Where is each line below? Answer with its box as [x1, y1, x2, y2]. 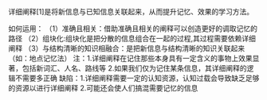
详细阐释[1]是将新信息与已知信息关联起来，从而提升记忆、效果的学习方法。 [8, 7, 253, 16]
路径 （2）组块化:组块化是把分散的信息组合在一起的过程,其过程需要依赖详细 [8, 34, 257, 43]
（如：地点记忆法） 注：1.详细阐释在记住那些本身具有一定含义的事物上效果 [8, 54, 253, 63]
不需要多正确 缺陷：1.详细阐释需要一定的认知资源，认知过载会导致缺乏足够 [14, 74, 260, 83]
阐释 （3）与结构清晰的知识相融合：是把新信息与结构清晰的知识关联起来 [8, 44, 245, 53]
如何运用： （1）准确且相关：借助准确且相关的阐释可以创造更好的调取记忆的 [8, 24, 257, 33]
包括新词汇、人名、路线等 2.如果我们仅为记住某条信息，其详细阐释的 [22, 63, 247, 73]
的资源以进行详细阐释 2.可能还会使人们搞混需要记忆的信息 [8, 83, 198, 93]
